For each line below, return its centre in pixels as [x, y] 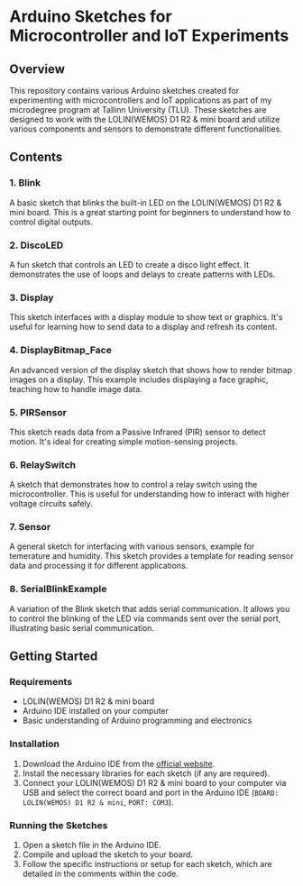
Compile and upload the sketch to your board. [108, 854]
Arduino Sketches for [91, 17]
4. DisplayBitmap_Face [61, 351]
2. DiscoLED [37, 245]
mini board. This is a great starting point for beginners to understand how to [150, 212]
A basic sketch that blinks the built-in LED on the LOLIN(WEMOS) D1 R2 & [146, 202]
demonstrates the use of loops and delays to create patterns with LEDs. [142, 274]
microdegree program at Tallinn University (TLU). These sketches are [138, 110]
